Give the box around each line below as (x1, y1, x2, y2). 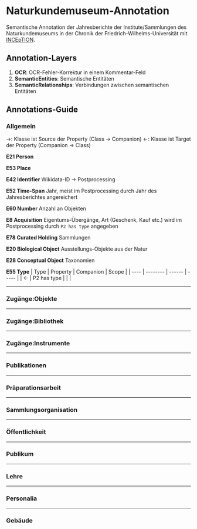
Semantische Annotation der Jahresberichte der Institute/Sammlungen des (6, 24, 187, 31)
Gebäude (6, 517, 33, 525)
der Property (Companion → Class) (6, 142, 91, 149)
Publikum (6, 450, 34, 458)
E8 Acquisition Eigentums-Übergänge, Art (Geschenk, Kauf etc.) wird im (6, 217, 182, 224)
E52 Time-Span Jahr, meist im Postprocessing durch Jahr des (6, 187, 157, 195)
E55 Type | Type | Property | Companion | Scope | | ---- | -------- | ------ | (6, 268, 187, 275)
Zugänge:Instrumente (6, 339, 70, 347)
